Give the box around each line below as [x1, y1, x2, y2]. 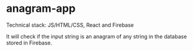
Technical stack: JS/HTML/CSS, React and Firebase [6, 21, 134, 28]
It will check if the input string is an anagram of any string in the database [6, 33, 187, 40]
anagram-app [6, 2, 76, 15]
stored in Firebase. [6, 39, 53, 46]
